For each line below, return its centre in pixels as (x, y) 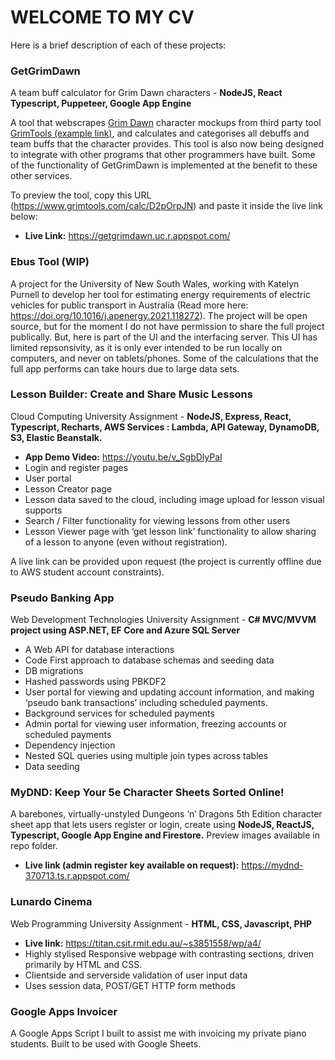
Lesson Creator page (68, 488)
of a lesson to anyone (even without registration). (126, 542)
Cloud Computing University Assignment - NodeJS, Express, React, (151, 416)
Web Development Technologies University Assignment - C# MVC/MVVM (163, 620)
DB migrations (54, 671)
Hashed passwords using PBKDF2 (95, 682)
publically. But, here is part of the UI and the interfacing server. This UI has (164, 337)
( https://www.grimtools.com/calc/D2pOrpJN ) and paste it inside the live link (166, 206)
